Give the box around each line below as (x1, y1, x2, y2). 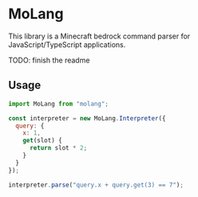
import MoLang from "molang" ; (8, 99, 109, 108)
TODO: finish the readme (8, 55, 90, 65)
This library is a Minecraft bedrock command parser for (8, 31, 191, 41)
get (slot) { (22, 137, 62, 145)
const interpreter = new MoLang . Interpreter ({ (8, 114, 166, 123)
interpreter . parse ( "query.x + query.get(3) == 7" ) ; (8, 181, 184, 189)
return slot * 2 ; (29, 144, 88, 152)
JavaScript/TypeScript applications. (8, 39, 126, 49)
